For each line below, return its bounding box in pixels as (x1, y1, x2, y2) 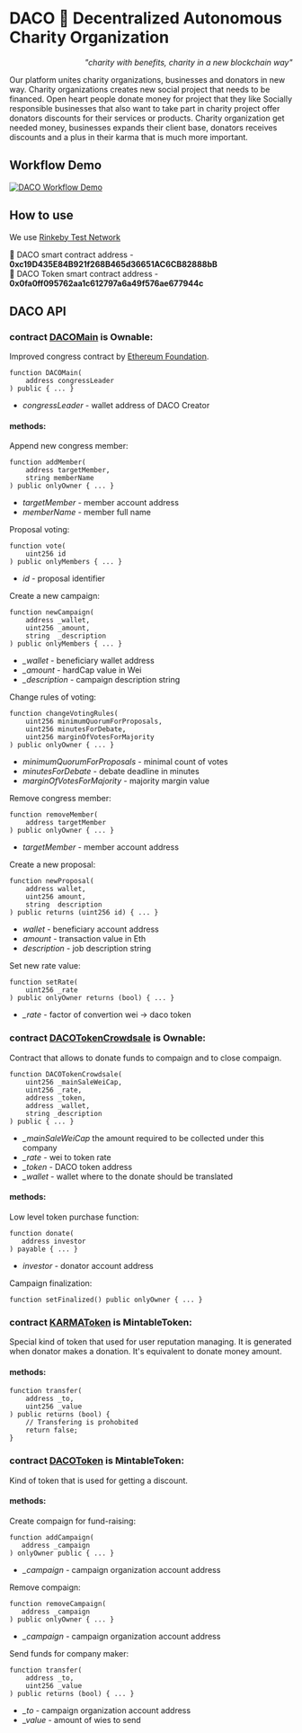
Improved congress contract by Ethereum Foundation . (9, 351, 209, 362)
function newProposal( (9, 877, 94, 886)
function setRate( (9, 978, 78, 987)
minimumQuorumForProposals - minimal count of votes (22, 756, 228, 767)
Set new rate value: (9, 960, 81, 971)
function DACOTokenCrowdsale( (9, 1069, 123, 1078)
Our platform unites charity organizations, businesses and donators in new (9, 74, 286, 85)
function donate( (9, 1228, 75, 1237)
